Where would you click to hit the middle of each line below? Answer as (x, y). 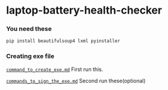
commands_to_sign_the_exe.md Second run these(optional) (76, 81)
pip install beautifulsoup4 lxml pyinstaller (63, 41)
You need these (29, 29)
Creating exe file (30, 56)
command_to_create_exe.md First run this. (55, 69)
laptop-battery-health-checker (84, 10)
